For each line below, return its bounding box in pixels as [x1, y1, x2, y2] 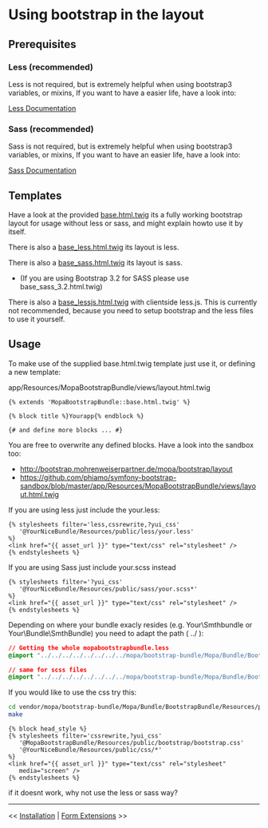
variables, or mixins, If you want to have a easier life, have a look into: [8, 88, 237, 98]
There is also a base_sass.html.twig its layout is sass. [8, 257, 183, 267]
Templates [8, 189, 62, 202]
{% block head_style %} [8, 725, 88, 733]
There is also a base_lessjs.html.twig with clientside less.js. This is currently [8, 297, 258, 307]
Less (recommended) [8, 62, 93, 73]
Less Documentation [8, 103, 77, 113]
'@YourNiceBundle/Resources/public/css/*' [18, 746, 162, 754]
